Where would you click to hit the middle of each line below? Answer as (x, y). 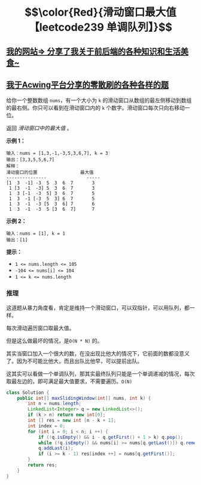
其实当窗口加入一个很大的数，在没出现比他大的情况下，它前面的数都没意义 (98, 353)
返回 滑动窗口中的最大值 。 (39, 128)
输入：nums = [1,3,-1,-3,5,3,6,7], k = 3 (57, 154)
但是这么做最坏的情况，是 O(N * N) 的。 (54, 340)
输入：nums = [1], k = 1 (36, 234)
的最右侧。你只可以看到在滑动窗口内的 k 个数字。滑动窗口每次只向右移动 (96, 108)
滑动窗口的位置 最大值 (50, 173)
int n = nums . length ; (55, 404)
